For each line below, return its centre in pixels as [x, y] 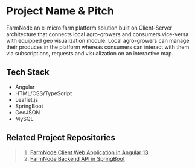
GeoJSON [27, 112]
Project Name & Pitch [60, 11]
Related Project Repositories [61, 138]
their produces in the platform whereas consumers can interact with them [98, 47]
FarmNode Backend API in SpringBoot [77, 158]
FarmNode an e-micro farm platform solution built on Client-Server [89, 28]
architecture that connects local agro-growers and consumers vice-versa [97, 34]
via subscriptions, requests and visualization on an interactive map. [90, 53]
